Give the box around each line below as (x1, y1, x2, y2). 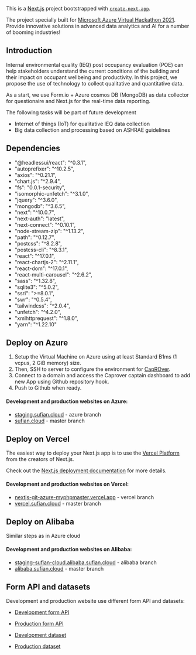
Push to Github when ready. (14, 384, 82, 391)
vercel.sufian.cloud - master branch (14, 500, 101, 507)
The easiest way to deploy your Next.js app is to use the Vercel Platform (6, 449, 180, 456)
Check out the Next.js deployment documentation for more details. (6, 467, 167, 474)
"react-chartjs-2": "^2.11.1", (14, 258, 79, 265)
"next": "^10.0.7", (14, 209, 56, 216)
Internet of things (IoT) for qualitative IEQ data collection (14, 120, 150, 127)
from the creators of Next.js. (6, 456, 74, 463)
